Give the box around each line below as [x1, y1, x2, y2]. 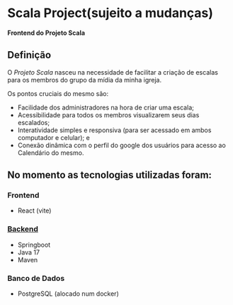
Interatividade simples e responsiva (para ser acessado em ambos [17, 126, 212, 134]
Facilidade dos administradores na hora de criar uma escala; [17, 103, 195, 112]
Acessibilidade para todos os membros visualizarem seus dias [17, 110, 200, 119]
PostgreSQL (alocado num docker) [17, 289, 119, 298]
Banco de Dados [7, 273, 65, 283]
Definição [7, 49, 52, 61]
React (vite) [17, 206, 52, 215]
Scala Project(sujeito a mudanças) [7, 5, 214, 21]
